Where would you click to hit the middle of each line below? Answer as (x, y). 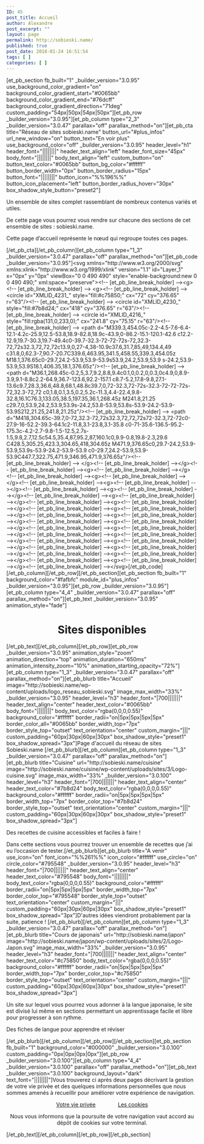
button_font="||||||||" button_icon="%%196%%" (66, 177)
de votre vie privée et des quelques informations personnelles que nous (96, 1086)
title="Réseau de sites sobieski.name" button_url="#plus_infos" (86, 132)
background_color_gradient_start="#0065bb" (63, 93)
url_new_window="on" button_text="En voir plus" (68, 138)
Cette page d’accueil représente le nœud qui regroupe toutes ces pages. (97, 238)
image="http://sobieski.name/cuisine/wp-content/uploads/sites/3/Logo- (97, 769)
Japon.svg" (21, 948)
